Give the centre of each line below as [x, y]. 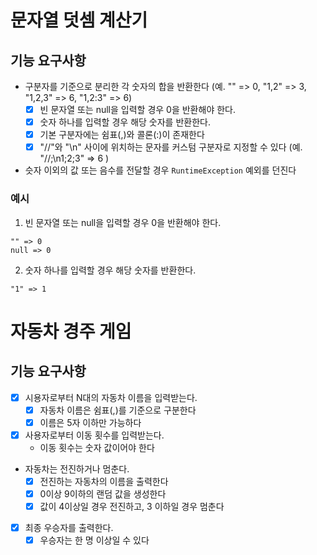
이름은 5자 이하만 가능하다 [90, 422]
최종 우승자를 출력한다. [69, 527]
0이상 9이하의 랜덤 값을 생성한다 [103, 493]
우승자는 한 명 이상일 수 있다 [94, 540]
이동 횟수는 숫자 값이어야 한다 [97, 447]
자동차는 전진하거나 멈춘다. [77, 468]
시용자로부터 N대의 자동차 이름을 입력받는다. [111, 397]
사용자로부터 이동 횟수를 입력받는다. [94, 435]
